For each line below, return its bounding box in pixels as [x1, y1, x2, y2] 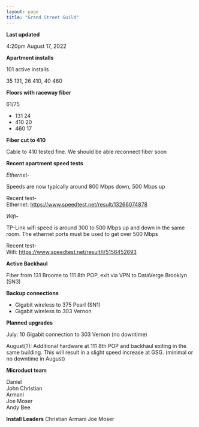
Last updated [6, 31, 40, 38]
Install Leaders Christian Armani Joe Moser [6, 415, 114, 422]
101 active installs [6, 65, 49, 72]
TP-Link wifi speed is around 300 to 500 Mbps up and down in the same [6, 224, 185, 231]
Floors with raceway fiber [6, 89, 71, 96]
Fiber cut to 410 [6, 136, 46, 144]
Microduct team [6, 367, 47, 374]
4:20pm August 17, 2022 [6, 43, 67, 50]
